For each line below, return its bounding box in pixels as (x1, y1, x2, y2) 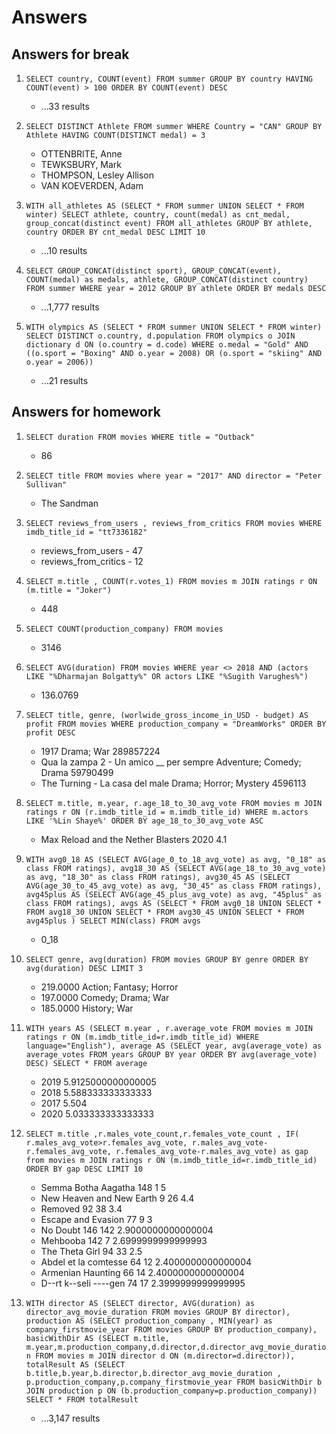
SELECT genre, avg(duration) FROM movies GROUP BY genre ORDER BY (25, 954, 309, 965)
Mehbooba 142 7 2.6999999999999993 (40, 1234, 208, 1246)
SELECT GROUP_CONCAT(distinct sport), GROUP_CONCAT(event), (25, 266, 282, 276)
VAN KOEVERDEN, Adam (40, 180, 144, 191)
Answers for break (11, 46, 130, 63)
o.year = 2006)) (25, 357, 94, 367)
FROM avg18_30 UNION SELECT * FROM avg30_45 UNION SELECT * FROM (25, 907, 304, 917)
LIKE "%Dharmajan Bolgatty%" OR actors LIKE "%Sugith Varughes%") (25, 671, 309, 681)
